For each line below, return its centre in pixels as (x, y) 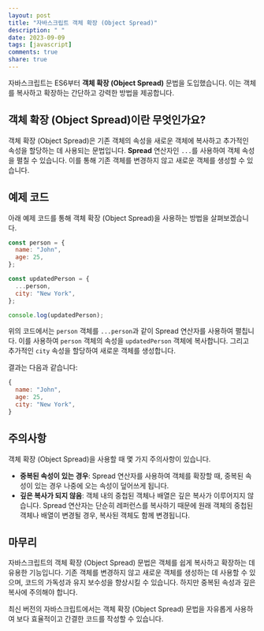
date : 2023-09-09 (37, 37)
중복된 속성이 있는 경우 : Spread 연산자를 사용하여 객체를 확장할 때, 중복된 (132, 476)
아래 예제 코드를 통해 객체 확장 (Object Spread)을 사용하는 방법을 (108, 218)
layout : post (30, 15)
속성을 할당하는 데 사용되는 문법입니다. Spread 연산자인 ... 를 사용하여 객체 (124, 150)
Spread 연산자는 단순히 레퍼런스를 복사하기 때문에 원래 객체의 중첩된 (148, 505)
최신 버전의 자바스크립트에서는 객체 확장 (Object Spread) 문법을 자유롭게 (120, 609)
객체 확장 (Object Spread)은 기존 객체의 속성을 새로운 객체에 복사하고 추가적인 (129, 140)
